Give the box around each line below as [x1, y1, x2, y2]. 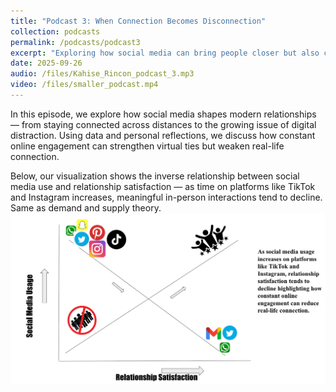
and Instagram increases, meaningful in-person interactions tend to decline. [10, 191, 323, 203]
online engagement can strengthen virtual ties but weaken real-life [10, 140, 285, 152]
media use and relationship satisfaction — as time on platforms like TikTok [10, 180, 316, 192]
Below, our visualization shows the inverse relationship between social [10, 170, 300, 182]
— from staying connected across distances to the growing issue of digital [10, 118, 317, 130]
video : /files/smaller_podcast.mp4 [10, 80, 159, 90]
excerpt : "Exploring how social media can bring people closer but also [10, 48, 320, 58]
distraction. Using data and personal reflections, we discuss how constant [10, 129, 316, 141]
